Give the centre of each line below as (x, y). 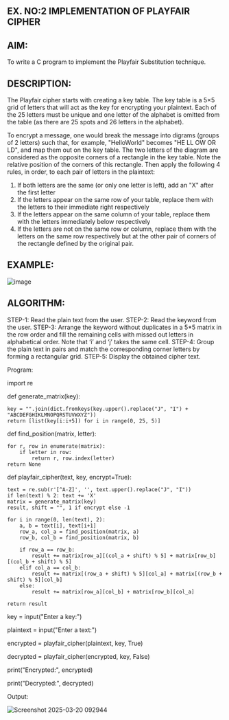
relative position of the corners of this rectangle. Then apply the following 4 (114, 165)
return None (24, 464)
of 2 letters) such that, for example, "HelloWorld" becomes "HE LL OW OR (111, 143)
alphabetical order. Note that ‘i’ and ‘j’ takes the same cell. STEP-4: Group (111, 341)
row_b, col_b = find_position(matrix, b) (79, 538)
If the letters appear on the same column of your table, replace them (113, 214)
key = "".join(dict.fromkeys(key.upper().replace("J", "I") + (98, 409)
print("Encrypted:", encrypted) (50, 670)
